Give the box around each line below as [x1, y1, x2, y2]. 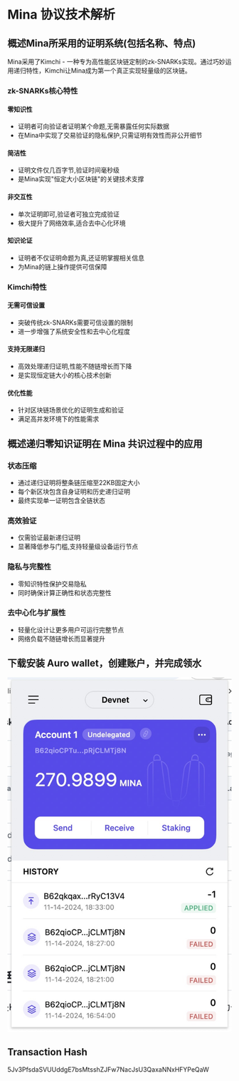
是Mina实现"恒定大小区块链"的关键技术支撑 [17, 175, 144, 183]
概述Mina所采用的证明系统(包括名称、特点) [7, 37, 196, 49]
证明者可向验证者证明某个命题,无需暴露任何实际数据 [17, 122, 169, 131]
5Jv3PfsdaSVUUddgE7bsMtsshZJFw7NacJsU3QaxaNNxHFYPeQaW [7, 1065, 210, 1074]
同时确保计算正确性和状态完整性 [17, 588, 112, 597]
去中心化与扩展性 [7, 608, 66, 618]
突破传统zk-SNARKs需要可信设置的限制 [17, 318, 134, 327]
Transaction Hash [7, 1046, 87, 1058]
